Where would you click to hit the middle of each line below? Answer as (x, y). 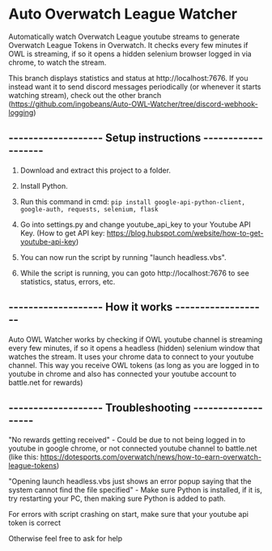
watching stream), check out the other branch (85, 95)
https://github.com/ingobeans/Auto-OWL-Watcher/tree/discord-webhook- (134, 104)
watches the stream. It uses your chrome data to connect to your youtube (131, 357)
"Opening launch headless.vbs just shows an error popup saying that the (130, 481)
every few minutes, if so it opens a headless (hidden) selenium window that (134, 348)
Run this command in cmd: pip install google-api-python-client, (132, 201)
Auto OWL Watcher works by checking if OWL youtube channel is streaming (136, 339)
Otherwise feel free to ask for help (66, 539)
